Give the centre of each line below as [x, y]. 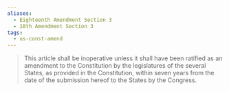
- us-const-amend [38, 39]
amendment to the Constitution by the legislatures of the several [115, 66]
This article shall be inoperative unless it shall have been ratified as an [123, 58]
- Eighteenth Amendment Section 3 [63, 20]
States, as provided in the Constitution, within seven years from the [119, 73]
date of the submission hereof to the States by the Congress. [110, 80]
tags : [15, 32]
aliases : [20, 13]
